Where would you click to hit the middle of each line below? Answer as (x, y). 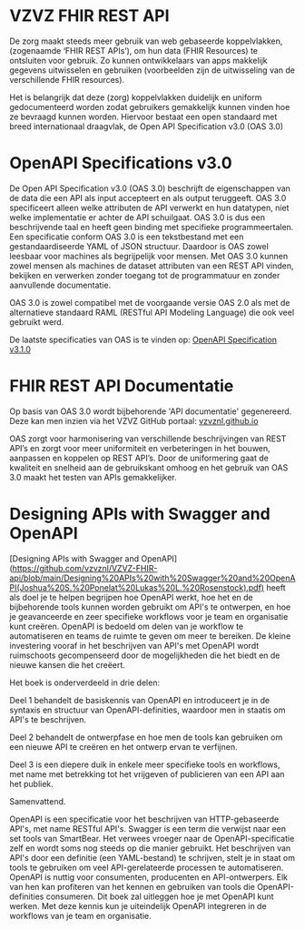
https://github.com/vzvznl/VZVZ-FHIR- (85, 568)
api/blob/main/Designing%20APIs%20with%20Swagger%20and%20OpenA (152, 578)
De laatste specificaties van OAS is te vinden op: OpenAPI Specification (143, 339)
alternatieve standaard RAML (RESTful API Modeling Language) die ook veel (152, 312)
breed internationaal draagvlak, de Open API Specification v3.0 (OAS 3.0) (147, 126)
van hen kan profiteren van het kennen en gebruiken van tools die (133, 886)
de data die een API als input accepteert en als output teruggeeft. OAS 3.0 (148, 197)
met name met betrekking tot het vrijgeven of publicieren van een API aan (147, 773)
